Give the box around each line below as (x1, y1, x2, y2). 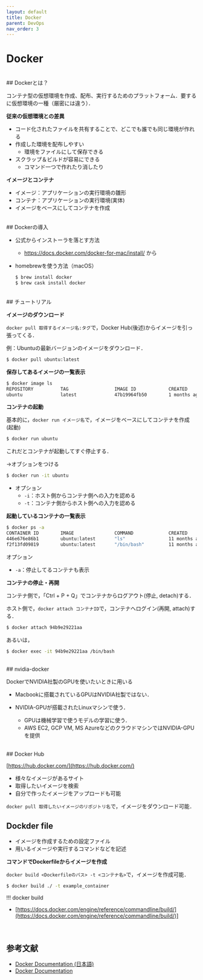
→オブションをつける (6, 460, 59, 468)
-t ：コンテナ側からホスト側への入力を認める (24, 500, 136, 507)
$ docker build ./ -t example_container (6, 883, 110, 889)
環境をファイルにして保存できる (24, 148, 104, 155)
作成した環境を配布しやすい (14, 141, 85, 148)
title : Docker (6, 15, 42, 21)
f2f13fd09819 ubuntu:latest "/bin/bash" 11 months (6, 541, 193, 548)
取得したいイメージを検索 (14, 782, 79, 790)
